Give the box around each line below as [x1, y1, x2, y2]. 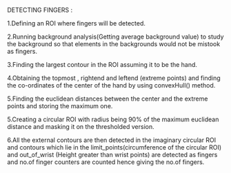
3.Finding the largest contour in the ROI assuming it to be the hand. [7, 61, 198, 68]
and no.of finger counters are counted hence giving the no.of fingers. [7, 158, 205, 166]
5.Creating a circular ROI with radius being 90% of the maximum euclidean [7, 115, 219, 123]
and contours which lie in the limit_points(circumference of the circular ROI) [7, 143, 222, 151]
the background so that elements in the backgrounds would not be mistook [7, 40, 221, 48]
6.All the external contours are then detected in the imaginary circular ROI [7, 136, 217, 144]
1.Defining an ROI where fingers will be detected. [7, 19, 146, 27]
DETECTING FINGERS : [7, 6, 73, 14]
